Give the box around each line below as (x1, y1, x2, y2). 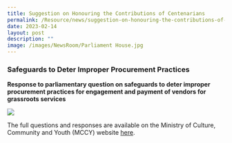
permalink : (7, 16, 39, 23)
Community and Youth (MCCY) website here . (7, 129, 135, 137)
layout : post (7, 29, 45, 36)
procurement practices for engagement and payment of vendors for (7, 87, 206, 96)
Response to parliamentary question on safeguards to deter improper (7, 80, 211, 89)
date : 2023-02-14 (7, 23, 57, 30)
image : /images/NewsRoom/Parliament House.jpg (7, 42, 144, 49)
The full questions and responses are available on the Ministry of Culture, (7, 121, 216, 129)
